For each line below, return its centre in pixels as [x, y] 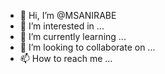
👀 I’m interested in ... [62, 26]
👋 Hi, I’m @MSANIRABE [68, 15]
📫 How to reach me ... [66, 58]
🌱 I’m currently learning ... [73, 36]
